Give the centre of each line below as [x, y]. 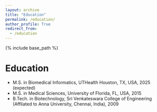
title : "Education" [26, 15]
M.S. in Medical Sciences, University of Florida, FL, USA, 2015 [77, 93]
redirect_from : [21, 29]
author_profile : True [28, 24]
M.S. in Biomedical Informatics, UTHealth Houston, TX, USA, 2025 [81, 82]
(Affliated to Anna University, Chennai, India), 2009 [66, 104]
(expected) [24, 88]
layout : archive [22, 10]
